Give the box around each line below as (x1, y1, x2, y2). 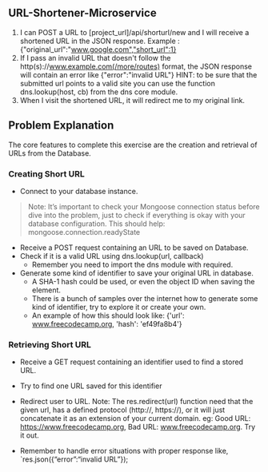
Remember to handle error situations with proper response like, (19, 446, 229, 456)
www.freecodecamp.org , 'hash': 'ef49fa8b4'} (31, 319, 182, 328)
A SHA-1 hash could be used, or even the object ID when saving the (31, 276, 255, 286)
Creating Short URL (8, 168, 86, 179)
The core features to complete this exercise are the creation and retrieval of (8, 140, 258, 149)
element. (31, 285, 62, 295)
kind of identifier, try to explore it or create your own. (31, 302, 206, 311)
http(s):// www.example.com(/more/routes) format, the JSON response (19, 61, 252, 71)
